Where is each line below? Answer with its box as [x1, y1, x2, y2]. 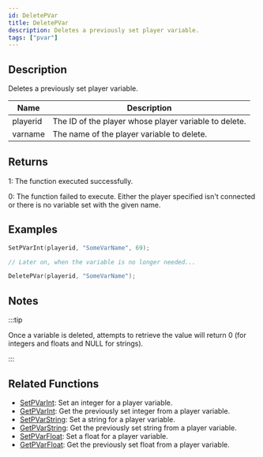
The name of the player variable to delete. [52, 129, 208, 140]
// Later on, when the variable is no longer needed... [8, 258, 196, 266]
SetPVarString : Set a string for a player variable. [19, 414, 175, 424]
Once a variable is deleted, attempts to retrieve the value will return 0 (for [8, 331, 247, 340]
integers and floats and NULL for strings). [8, 339, 144, 348]
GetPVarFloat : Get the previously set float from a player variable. [19, 440, 231, 449]
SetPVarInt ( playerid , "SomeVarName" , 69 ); [8, 244, 150, 252]
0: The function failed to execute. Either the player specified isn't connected [8, 191, 256, 201]
